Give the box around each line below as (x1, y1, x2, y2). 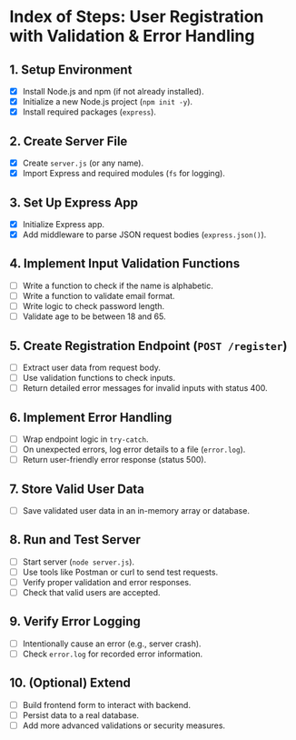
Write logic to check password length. (22, 301, 165, 311)
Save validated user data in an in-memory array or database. (22, 505, 250, 515)
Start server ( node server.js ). (22, 556, 134, 567)
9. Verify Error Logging (9, 614, 141, 629)
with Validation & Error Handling (9, 25, 255, 46)
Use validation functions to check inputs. (22, 373, 176, 383)
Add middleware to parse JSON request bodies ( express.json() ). (22, 229, 267, 240)
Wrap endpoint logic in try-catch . (22, 434, 149, 445)
